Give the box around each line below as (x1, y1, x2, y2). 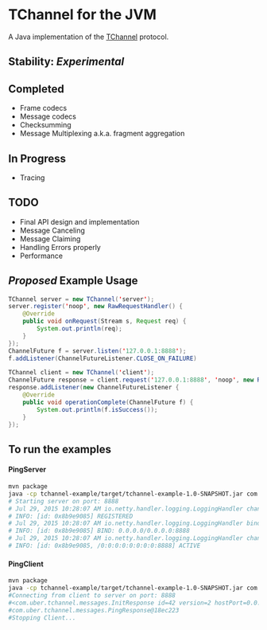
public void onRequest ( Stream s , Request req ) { (22, 317, 187, 326)
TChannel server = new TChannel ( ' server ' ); (8, 295, 155, 303)
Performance (19, 251, 64, 260)
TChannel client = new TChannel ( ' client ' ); (8, 369, 155, 377)
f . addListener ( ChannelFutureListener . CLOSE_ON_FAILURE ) (8, 354, 197, 362)
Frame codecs (19, 104, 68, 113)
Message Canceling (19, 225, 86, 235)
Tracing (19, 173, 45, 182)
